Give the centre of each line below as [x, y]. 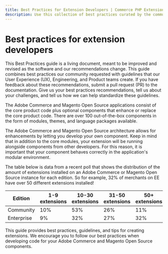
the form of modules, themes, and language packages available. [71, 121]
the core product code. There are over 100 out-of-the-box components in [81, 116]
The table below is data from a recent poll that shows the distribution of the [83, 167]
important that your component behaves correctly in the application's [77, 152]
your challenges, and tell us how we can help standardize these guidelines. [82, 95]
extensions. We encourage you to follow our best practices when [72, 236]
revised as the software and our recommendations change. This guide [77, 69]
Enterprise [20, 218]
